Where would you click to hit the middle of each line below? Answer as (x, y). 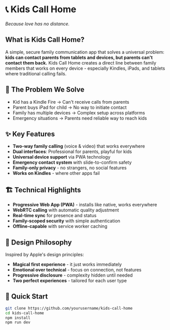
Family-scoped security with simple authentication (66, 221)
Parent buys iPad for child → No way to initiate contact (70, 107)
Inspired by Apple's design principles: (45, 254)
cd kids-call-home (25, 313)
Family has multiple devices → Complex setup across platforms (79, 112)
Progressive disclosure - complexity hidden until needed (73, 275)
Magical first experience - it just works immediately (67, 264)
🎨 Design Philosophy (39, 242)
